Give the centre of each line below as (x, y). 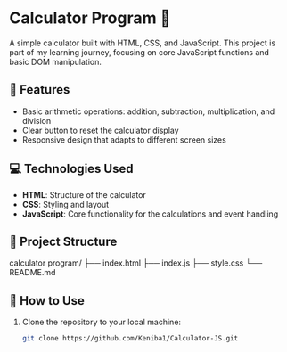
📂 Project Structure (63, 241)
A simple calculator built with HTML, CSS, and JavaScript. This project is (143, 43)
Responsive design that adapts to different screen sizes (124, 139)
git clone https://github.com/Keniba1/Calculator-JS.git (130, 339)
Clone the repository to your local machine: (101, 322)
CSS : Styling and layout (66, 204)
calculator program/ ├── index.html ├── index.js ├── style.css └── (136, 263)
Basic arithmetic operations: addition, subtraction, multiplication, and (148, 111)
